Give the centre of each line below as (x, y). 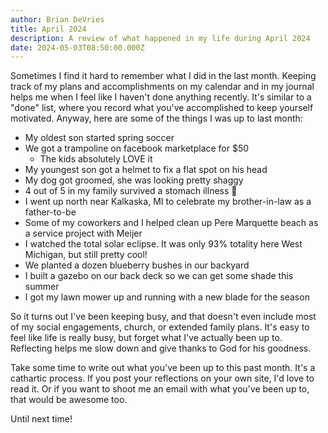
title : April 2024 (48, 29)
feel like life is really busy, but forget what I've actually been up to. (146, 338)
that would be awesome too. (69, 400)
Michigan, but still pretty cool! (86, 255)
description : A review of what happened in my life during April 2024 (160, 38)
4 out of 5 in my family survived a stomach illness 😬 (131, 191)
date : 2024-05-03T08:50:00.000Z (77, 47)
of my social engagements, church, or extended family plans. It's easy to (160, 327)
